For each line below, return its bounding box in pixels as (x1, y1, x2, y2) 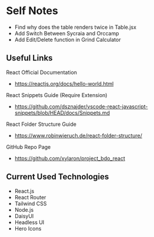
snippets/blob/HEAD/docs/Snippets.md (14, 109, 111, 116)
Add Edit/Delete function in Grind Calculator (14, 36, 121, 43)
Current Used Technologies (6, 172, 109, 182)
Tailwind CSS (14, 200, 47, 207)
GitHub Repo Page (6, 143, 51, 151)
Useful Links (6, 53, 53, 63)
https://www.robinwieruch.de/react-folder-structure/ (14, 132, 143, 139)
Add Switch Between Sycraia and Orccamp (14, 29, 119, 36)
